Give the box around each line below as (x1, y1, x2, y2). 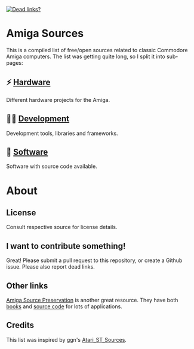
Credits (6, 320, 35, 330)
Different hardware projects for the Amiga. (6, 96, 110, 103)
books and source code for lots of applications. (6, 303, 122, 310)
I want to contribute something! (6, 240, 126, 251)
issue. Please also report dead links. (6, 263, 96, 270)
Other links (6, 281, 48, 291)
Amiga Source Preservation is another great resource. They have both (6, 297, 178, 303)
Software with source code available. (6, 163, 97, 170)
